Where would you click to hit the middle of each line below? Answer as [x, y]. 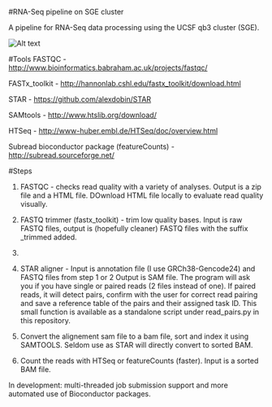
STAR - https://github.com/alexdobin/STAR [80, 99]
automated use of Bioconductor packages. [80, 394]
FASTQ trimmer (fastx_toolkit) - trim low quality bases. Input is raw [131, 220]
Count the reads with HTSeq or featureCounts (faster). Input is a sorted [139, 361]
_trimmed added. [48, 237]
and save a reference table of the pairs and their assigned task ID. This [138, 303]
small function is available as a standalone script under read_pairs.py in [140, 312]
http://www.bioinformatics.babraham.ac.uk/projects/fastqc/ [108, 68]
